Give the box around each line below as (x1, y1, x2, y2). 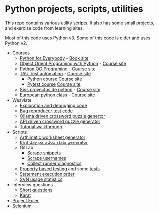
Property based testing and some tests (19, 165, 100, 172)
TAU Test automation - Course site (19, 71, 91, 76)
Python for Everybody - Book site (19, 55, 89, 61)
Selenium (12, 203, 32, 209)
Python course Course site (27, 76, 82, 82)
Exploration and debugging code (19, 102, 87, 108)
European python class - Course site (19, 92, 95, 98)
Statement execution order (19, 171, 75, 177)
